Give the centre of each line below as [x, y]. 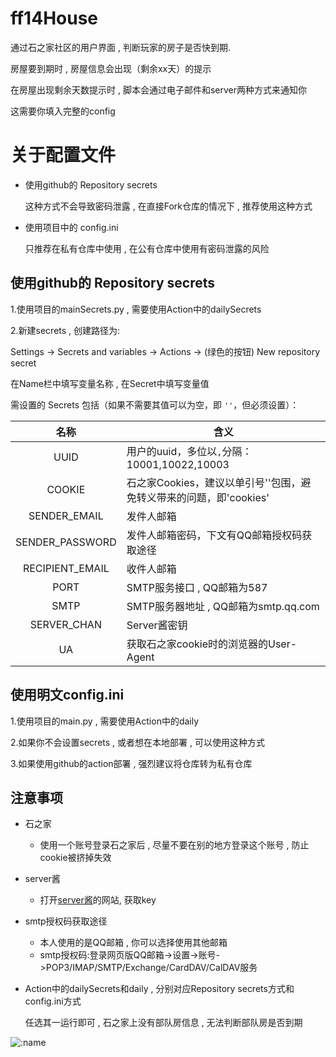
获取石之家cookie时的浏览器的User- [212, 644]
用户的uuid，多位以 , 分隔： [189, 451]
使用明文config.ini [67, 695]
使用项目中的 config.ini [71, 227]
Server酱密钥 [157, 625]
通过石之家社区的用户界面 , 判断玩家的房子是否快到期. [120, 47]
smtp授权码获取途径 [66, 921]
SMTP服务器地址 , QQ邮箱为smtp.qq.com [223, 606]
